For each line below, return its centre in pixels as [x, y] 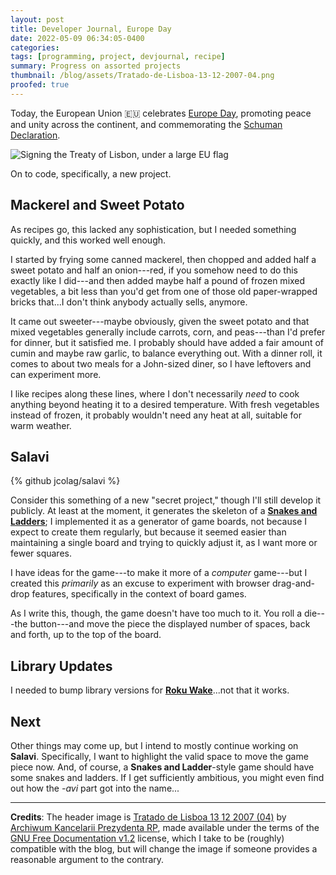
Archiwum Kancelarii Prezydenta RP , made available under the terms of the [165, 827]
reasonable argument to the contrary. [87, 859]
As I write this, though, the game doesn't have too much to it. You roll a [156, 613]
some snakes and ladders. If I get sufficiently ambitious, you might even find [167, 777]
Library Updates [61, 666]
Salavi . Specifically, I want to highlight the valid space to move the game [159, 756]
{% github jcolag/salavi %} [65, 481]
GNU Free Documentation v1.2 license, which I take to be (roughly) [147, 838]
